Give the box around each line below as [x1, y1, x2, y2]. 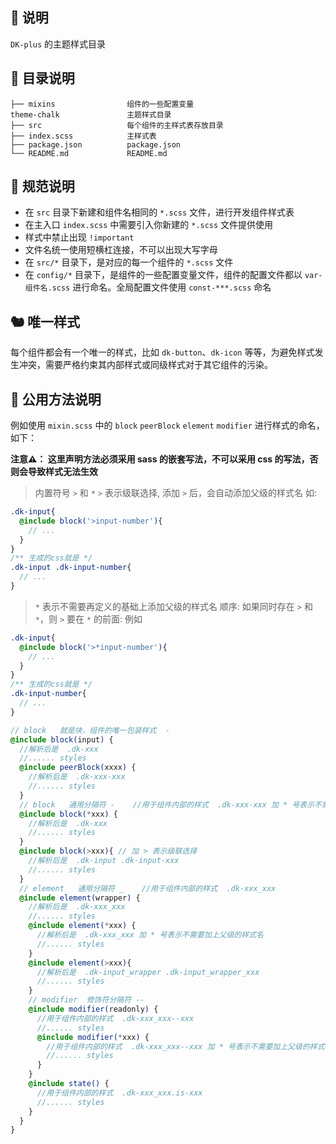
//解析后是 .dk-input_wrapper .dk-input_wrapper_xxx [36, 967, 260, 977]
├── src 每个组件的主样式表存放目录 [10, 120, 224, 130]
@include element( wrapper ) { [19, 893, 141, 903]
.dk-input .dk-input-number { [10, 563, 132, 573]
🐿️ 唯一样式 [10, 313, 80, 330]
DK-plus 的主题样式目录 [10, 38, 107, 50]
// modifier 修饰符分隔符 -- [28, 995, 145, 1005]
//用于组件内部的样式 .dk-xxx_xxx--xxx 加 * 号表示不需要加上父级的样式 [46, 1041, 325, 1052]
